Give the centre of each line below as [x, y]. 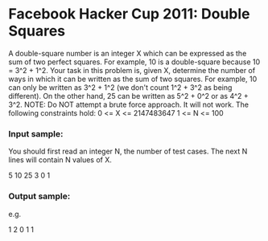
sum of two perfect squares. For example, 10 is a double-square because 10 [134, 62]
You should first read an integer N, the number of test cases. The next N [128, 151]
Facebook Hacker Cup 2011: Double [130, 14]
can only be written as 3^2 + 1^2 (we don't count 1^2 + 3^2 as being [120, 87]
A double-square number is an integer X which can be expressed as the [128, 53]
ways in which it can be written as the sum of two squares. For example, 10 [133, 79]
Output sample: [39, 196]
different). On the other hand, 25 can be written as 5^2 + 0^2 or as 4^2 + [128, 96]
